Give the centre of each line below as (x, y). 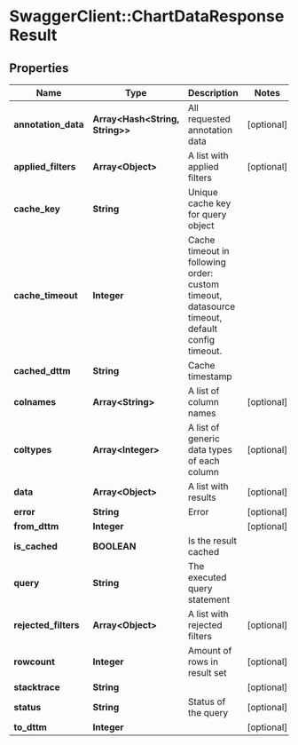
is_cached (35, 546)
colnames (35, 402)
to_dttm (30, 727)
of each (204, 461)
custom (204, 284)
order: (200, 273)
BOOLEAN (114, 546)
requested (209, 119)
